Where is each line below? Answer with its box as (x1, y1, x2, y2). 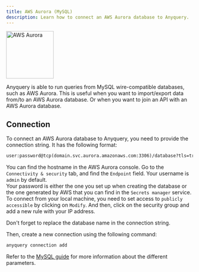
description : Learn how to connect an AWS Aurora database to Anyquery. (6, 14, 190, 20)
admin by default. (6, 176, 47, 184)
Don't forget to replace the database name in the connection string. (6, 219, 171, 226)
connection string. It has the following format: (6, 141, 117, 148)
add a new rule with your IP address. (6, 208, 96, 215)
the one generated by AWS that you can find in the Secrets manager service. (6, 189, 192, 196)
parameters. (6, 260, 36, 267)
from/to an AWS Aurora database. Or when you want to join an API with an (6, 96, 188, 103)
